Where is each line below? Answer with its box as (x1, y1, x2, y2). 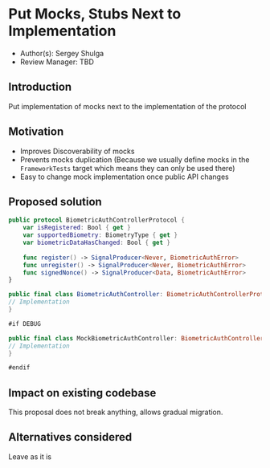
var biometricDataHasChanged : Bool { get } (22, 238, 171, 246)
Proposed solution (8, 194, 102, 209)
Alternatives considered (8, 430, 133, 444)
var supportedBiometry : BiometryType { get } (22, 231, 178, 239)
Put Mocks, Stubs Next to (8, 5, 182, 23)
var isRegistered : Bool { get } (22, 224, 131, 232)
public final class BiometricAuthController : (8, 291, 163, 299)
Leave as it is (8, 451, 52, 462)
